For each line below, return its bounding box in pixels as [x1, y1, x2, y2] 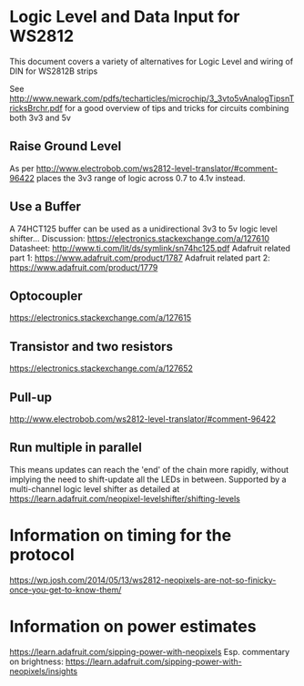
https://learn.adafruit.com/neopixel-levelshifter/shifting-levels [9, 493, 241, 504]
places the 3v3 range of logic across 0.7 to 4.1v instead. [35, 172, 246, 183]
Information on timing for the [9, 526, 232, 546]
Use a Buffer [9, 199, 82, 215]
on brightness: [9, 656, 64, 667]
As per [9, 162, 35, 174]
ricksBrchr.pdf [9, 102, 64, 113]
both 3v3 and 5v [9, 112, 71, 123]
